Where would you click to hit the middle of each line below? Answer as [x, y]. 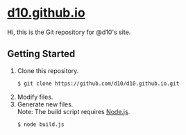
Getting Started [41, 54]
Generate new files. [45, 104]
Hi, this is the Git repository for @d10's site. [69, 32]
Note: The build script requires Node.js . [74, 111]
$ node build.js [41, 124]
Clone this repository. [48, 70]
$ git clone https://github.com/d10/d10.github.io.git [98, 84]
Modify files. [35, 97]
